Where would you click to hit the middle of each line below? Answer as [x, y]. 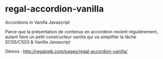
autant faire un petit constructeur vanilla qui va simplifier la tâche [71, 37]
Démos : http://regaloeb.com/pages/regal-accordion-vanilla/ [66, 51]
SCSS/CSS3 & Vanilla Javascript [38, 42]
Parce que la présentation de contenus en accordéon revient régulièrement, [82, 31]
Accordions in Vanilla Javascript [38, 22]
